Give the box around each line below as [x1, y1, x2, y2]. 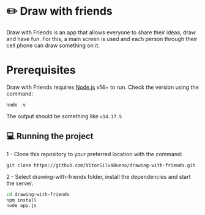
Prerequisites [6, 63, 76, 77]
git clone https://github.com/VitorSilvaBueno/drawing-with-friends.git [6, 162, 196, 168]
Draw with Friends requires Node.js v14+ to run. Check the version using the [6, 83, 199, 91]
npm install [6, 197, 37, 203]
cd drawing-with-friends [6, 191, 70, 197]
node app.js [6, 203, 37, 209]
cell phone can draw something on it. [6, 42, 100, 49]
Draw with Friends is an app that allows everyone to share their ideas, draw [6, 28, 196, 36]
